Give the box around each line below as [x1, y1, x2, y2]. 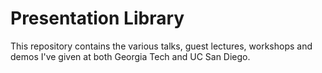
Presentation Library [10, 7, 185, 30]
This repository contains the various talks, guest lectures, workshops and [10, 40, 313, 52]
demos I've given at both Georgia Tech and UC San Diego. [10, 50, 251, 62]
